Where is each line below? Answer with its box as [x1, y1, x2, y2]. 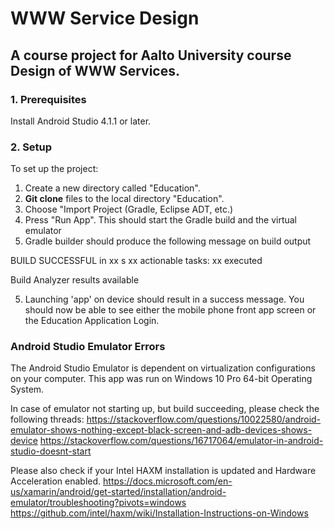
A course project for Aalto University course [10, 47, 292, 64]
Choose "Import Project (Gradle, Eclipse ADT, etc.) [24, 203, 234, 216]
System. [10, 383, 45, 396]
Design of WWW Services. [10, 62, 180, 79]
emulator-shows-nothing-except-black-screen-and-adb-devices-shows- [10, 424, 313, 436]
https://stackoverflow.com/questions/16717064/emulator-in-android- [39, 435, 324, 447]
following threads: [10, 413, 85, 426]
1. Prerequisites [10, 92, 87, 106]
